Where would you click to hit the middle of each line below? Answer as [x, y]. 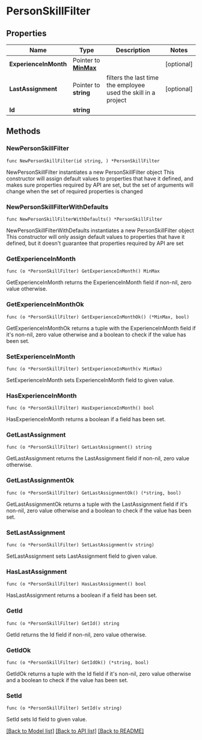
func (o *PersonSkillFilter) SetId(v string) [64, 708]
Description [133, 50]
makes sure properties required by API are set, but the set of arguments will [100, 185]
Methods [23, 131]
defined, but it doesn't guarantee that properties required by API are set [95, 243]
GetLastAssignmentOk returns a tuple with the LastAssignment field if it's [97, 504]
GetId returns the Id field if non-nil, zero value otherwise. [77, 634]
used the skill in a [131, 93]
